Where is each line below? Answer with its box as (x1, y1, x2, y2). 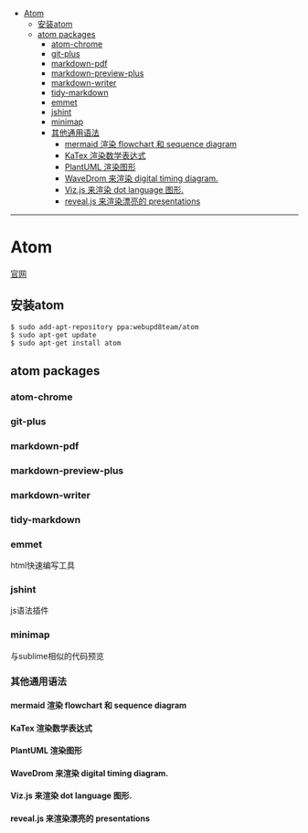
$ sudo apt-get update (10, 330, 97, 339)
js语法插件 (10, 605, 49, 616)
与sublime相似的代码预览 (10, 650, 104, 661)
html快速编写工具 (10, 560, 76, 571)
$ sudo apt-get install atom (10, 338, 122, 347)
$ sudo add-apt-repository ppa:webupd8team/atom (10, 322, 199, 332)
